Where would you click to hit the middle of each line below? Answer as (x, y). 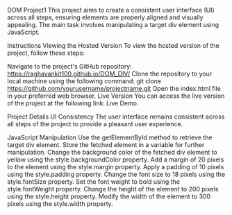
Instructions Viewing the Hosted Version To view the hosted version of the (114, 45)
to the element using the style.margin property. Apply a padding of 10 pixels (116, 167)
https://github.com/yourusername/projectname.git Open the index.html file (114, 88)
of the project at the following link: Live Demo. (73, 103)
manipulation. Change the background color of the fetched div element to (112, 152)
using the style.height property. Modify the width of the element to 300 (109, 196)
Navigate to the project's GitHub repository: (69, 66)
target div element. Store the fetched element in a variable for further (106, 145)
